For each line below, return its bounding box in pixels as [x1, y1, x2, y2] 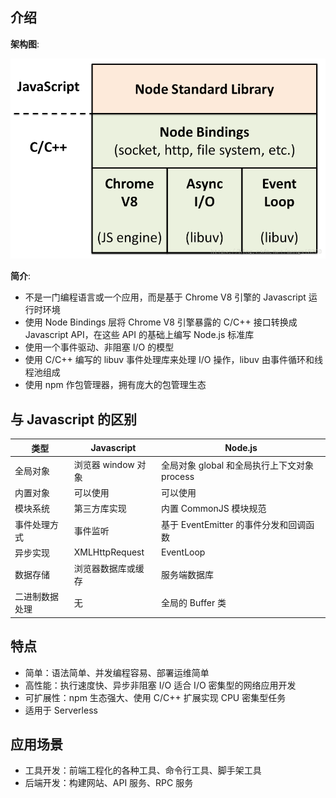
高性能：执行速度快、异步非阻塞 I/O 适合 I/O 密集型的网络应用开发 [24, 679, 297, 691]
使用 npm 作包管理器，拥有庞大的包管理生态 [24, 379, 207, 391]
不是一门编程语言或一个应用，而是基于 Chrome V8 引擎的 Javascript [24, 291, 307, 303]
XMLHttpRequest [73, 546, 145, 558]
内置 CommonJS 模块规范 [161, 503, 267, 515]
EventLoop [161, 546, 206, 558]
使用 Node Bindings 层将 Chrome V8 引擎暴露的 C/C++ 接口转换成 [24, 316, 298, 328]
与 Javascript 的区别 [10, 411, 138, 428]
